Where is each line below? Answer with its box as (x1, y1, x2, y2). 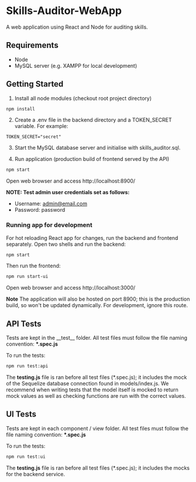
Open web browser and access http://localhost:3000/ (6, 284, 136, 291)
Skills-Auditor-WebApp (6, 4, 122, 18)
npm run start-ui (6, 274, 49, 280)
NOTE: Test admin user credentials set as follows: (6, 189, 130, 196)
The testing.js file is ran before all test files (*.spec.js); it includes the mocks (6, 464, 190, 471)
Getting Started (6, 79, 64, 89)
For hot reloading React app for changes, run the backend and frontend (6, 234, 178, 241)
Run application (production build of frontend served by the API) (14, 156, 170, 163)
